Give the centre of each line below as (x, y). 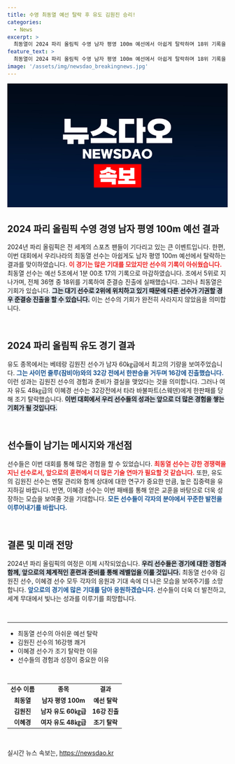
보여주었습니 (205, 364)
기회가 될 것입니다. (33, 408)
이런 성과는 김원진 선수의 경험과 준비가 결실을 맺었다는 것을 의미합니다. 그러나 (113, 381)
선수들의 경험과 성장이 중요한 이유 (63, 659)
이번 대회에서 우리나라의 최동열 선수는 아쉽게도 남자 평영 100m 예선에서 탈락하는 (117, 256)
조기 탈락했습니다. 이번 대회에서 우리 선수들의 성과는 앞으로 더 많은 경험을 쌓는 (120, 399)
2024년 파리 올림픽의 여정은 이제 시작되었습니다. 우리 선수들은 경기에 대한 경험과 (117, 563)
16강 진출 (105, 711)
